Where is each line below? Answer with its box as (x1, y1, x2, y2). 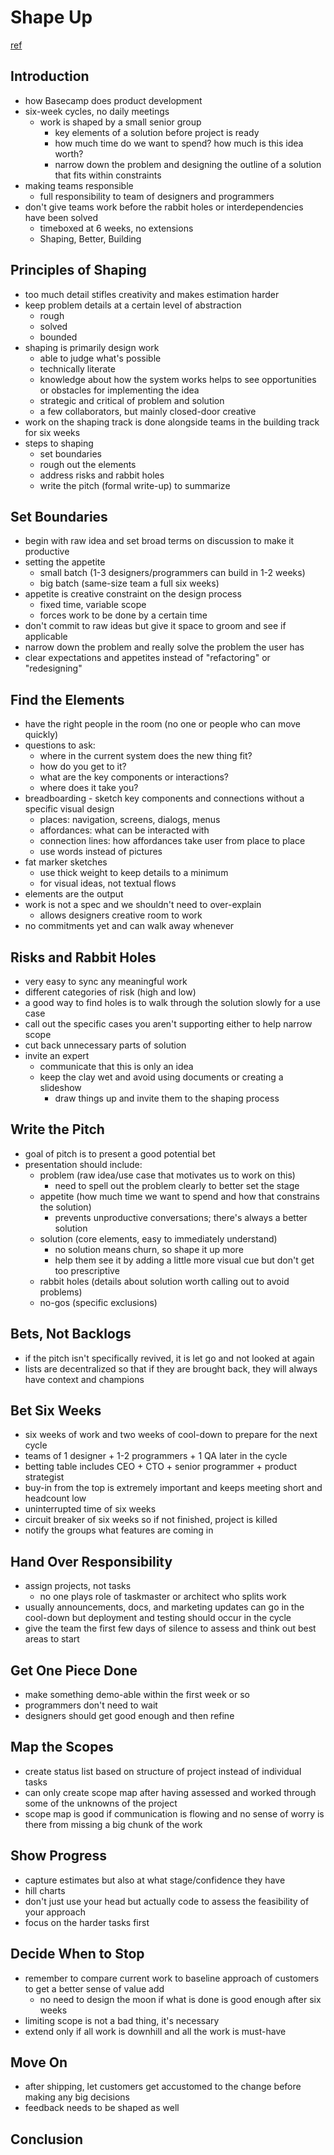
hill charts (24, 1884, 66, 1896)
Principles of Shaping (10, 262, 147, 279)
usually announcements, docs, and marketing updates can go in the (24, 1601, 305, 1613)
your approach (24, 1906, 86, 1918)
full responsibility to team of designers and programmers (39, 190, 275, 202)
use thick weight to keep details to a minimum (39, 867, 229, 879)
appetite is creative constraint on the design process (24, 588, 242, 600)
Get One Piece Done (10, 1662, 138, 1679)
